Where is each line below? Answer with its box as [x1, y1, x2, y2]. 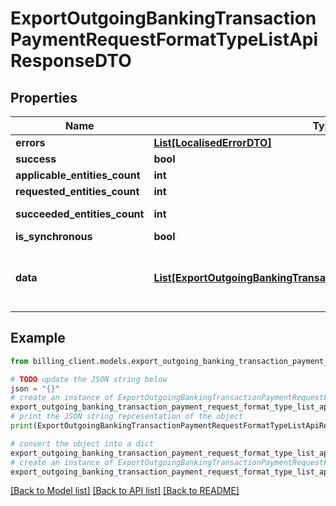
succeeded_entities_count [15, 207, 145, 221]
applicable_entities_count [15, 168, 141, 182]
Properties [10, 89, 78, 106]
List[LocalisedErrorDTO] [153, 136, 272, 149]
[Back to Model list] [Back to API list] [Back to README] [10, 485, 240, 497]
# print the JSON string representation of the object [10, 412, 244, 422]
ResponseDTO [10, 50, 132, 72]
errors [15, 136, 46, 149]
